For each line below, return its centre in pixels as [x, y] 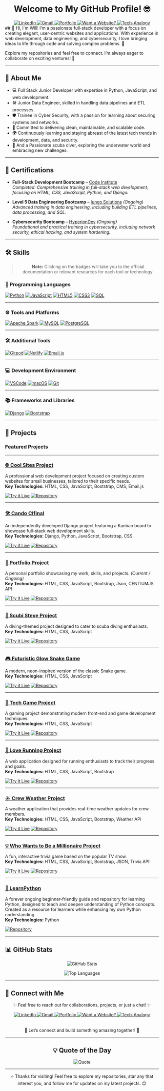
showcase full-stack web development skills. [50, 531]
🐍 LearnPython [23, 888]
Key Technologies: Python [32, 920]
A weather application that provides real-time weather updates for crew [77, 808]
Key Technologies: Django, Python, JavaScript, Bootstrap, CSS [69, 536]
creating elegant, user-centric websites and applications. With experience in [82, 33]
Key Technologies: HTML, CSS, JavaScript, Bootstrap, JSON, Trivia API [77, 862]
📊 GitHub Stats [29, 950]
